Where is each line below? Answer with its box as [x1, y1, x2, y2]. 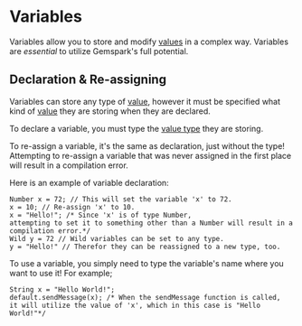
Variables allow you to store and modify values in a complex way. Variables [9, 36, 289, 47]
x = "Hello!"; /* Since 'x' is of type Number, [9, 210, 193, 219]
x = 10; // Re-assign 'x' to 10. [9, 202, 136, 211]
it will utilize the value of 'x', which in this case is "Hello [9, 301, 260, 310]
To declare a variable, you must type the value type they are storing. [9, 123, 264, 134]
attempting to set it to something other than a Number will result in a [9, 219, 294, 228]
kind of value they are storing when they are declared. [9, 106, 211, 116]
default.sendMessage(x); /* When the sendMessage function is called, [9, 293, 281, 302]
